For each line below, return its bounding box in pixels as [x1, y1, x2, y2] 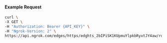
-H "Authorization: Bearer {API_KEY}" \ [4, 24, 90, 29]
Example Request [4, 4, 42, 10]
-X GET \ [4, 20, 23, 25]
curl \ [4, 15, 18, 20]
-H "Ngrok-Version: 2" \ [4, 29, 56, 34]
